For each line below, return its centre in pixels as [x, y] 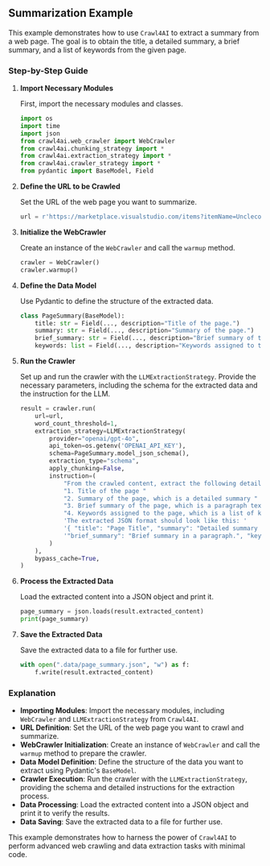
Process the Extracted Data [67, 581]
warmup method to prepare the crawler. [83, 753]
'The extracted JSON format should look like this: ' [155, 521]
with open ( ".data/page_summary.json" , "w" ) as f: [105, 665]
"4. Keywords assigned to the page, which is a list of [159, 514]
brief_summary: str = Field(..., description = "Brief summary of [145, 338]
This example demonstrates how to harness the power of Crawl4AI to [123, 838]
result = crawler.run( [58, 409]
